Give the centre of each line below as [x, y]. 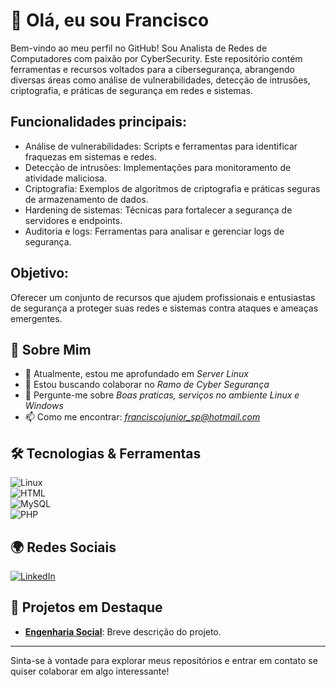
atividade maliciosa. [65, 178]
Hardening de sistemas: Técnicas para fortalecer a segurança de [158, 210]
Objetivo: [40, 273]
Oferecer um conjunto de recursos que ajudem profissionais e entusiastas [163, 297]
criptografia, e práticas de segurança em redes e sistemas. [131, 90]
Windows [44, 406]
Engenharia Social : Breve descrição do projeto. [123, 631]
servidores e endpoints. [73, 220]
